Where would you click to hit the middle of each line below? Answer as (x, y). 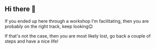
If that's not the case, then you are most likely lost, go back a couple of (78, 36)
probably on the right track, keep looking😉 (49, 26)
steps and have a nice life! (31, 41)
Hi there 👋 (20, 9)
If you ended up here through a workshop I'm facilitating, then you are (77, 21)
